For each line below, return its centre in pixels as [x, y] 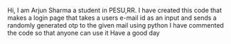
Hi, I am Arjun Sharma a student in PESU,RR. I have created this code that [115, 10]
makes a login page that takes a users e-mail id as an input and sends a [112, 18]
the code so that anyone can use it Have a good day [84, 33]
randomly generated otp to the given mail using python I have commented [116, 25]
